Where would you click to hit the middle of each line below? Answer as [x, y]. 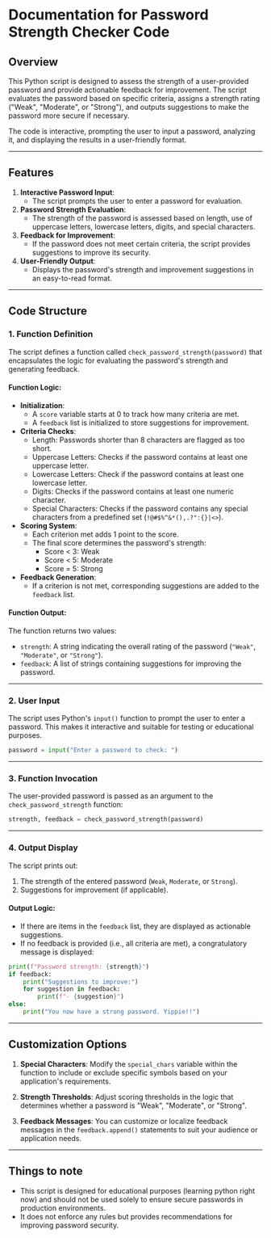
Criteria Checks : [48, 431]
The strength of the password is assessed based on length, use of [142, 218]
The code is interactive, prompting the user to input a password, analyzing [132, 131]
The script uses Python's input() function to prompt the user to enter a [127, 718]
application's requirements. [65, 1081]
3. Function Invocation [53, 779]
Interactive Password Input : [67, 192]
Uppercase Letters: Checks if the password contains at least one [140, 457]
